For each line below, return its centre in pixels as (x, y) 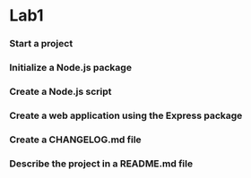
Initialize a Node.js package (71, 68)
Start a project (41, 44)
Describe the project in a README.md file (101, 164)
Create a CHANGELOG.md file (75, 140)
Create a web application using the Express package (126, 115)
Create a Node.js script (61, 91)
